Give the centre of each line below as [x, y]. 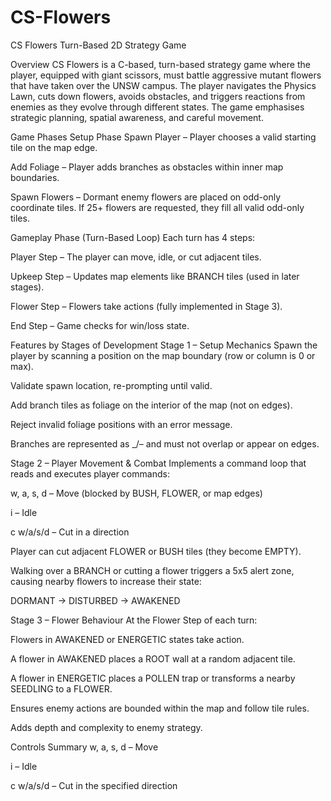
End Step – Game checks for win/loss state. [100, 325]
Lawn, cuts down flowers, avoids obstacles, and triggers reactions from [158, 96]
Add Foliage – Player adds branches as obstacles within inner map [147, 167]
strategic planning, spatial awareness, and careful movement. [137, 117]
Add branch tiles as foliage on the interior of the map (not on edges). [151, 405]
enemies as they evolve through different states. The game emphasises [157, 107]
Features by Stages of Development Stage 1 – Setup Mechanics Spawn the [164, 345]
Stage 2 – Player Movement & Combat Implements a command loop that [158, 463]
